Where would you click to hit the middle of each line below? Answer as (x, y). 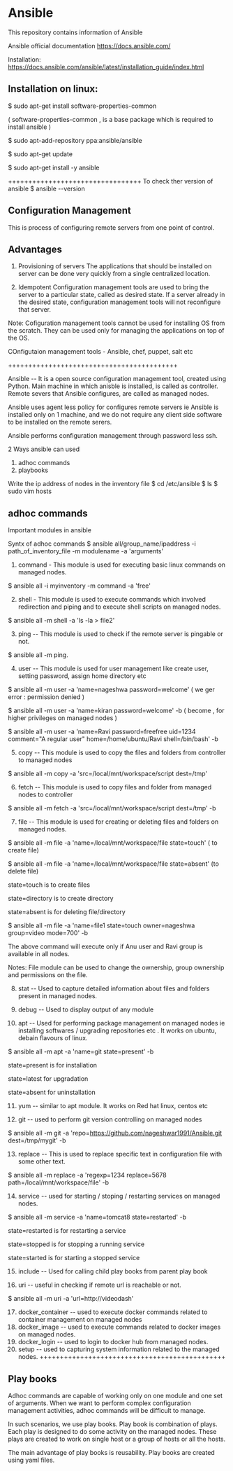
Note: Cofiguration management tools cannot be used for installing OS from (116, 323)
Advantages (35, 249)
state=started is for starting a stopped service (74, 1258)
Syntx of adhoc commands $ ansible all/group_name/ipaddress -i (102, 544)
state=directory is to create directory (61, 899)
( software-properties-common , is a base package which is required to (111, 119)
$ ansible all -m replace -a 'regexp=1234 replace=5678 (87, 1175)
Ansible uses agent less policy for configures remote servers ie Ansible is (113, 407)
